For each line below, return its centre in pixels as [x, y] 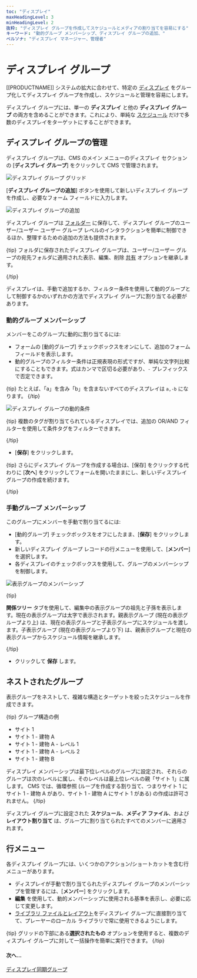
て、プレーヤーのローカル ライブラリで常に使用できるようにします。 [97, 920]
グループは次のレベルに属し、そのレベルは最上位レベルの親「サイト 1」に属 [98, 779]
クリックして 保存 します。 [47, 661]
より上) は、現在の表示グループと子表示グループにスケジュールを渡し [105, 622]
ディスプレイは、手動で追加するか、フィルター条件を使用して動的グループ [96, 288]
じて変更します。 [35, 905]
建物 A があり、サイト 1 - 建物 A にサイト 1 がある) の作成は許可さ [110, 793]
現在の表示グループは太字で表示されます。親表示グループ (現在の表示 [99, 615]
